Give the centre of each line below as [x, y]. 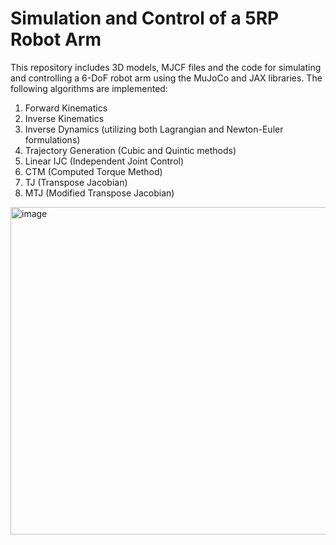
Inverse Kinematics [64, 118]
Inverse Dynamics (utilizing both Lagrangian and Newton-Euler [154, 129]
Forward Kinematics [66, 108]
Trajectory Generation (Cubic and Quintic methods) [130, 150]
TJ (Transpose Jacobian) [76, 182]
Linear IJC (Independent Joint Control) [104, 161]
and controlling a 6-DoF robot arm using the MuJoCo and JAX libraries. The [166, 78]
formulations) [52, 139]
